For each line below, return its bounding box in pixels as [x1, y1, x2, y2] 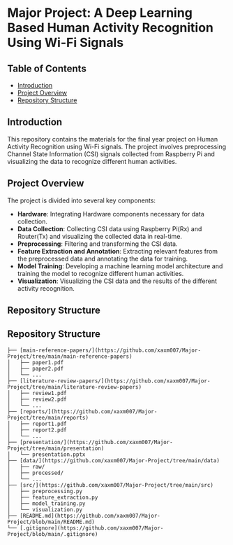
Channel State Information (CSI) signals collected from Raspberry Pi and [7, 149, 215, 158]
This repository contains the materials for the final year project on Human [7, 134, 218, 143]
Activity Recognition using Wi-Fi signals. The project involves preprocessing [7, 142, 227, 151]
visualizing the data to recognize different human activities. [7, 157, 177, 165]
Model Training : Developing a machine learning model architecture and [17, 261, 223, 270]
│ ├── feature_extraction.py [7, 494, 98, 501]
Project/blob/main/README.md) [7, 518, 96, 525]
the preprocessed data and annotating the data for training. [17, 254, 188, 263]
